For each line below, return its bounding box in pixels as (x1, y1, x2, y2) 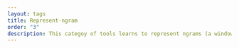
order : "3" (7, 23, 40, 30)
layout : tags (7, 10, 46, 18)
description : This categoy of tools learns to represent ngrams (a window (7, 30, 234, 37)
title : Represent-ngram (7, 17, 78, 24)
